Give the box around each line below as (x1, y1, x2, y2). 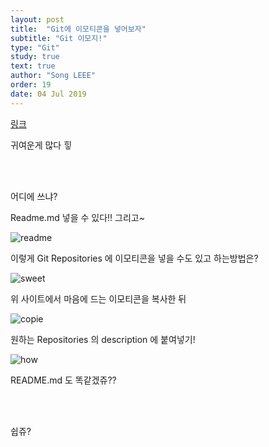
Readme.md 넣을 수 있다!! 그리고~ (10, 211, 145, 223)
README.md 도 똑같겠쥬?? (10, 374, 117, 386)
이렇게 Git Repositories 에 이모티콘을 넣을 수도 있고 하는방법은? (10, 252, 259, 264)
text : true (10, 61, 56, 71)
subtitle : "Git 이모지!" (10, 33, 108, 43)
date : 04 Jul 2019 (10, 89, 87, 99)
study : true (10, 52, 60, 62)
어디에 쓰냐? (10, 190, 58, 202)
